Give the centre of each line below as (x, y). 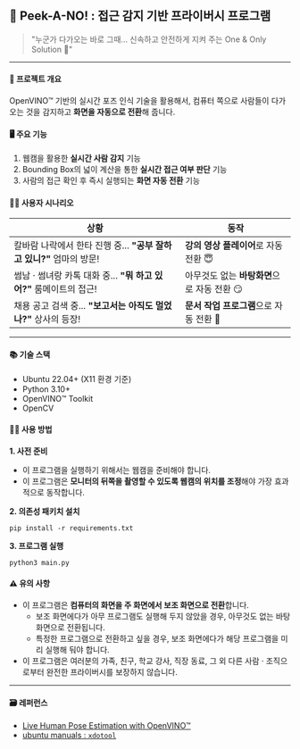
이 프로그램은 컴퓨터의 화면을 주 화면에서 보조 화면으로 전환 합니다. (136, 605)
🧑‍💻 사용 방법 (31, 429)
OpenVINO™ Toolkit (58, 398)
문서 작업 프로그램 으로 (228, 306)
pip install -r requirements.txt (71, 528)
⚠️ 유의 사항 (30, 584)
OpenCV (38, 408)
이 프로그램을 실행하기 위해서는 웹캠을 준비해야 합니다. (117, 470)
